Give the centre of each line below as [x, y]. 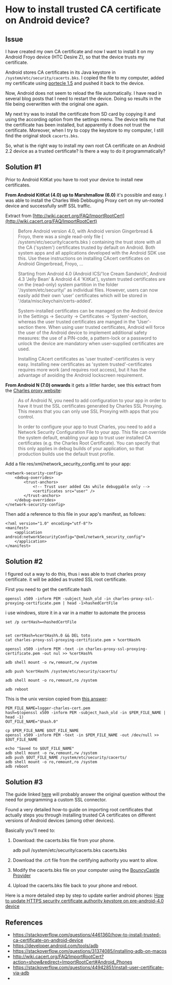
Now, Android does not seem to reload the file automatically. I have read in [84, 93]
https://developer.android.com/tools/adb [56, 946]
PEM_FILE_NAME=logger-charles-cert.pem [48, 708]
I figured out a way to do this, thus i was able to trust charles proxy [76, 574]
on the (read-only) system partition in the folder [68, 284]
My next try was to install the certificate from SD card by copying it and [81, 114]
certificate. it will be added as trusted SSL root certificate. [66, 579]
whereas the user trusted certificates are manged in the [77, 322]
